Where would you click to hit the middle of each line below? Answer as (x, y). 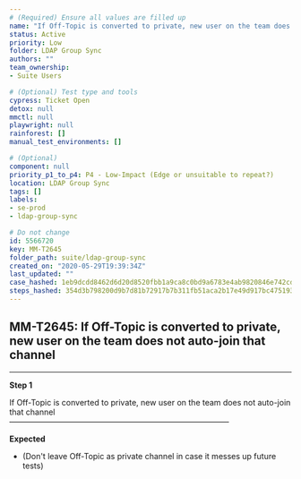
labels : (24, 200)
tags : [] (26, 192)
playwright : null (42, 125)
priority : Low (36, 43)
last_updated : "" (42, 274)
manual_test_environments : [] (66, 142)
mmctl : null (31, 117)
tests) (33, 466)
